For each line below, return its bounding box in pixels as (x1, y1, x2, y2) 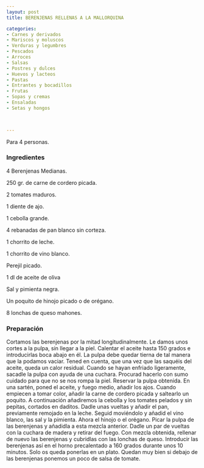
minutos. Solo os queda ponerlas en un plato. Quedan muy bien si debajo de (6, 448, 198, 456)
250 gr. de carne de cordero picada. (6, 179, 97, 186)
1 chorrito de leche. (6, 238, 55, 245)
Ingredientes (6, 153, 45, 162)
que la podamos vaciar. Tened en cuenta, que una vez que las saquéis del (6, 358, 192, 365)
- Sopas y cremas (6, 94, 51, 100)
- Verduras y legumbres (6, 43, 67, 49)
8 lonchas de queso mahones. (6, 309, 82, 316)
